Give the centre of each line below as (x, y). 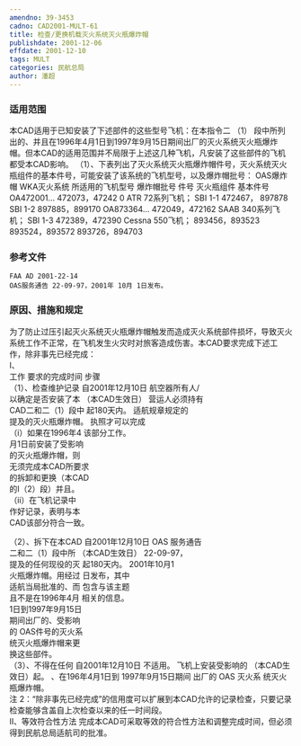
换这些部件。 (33, 653)
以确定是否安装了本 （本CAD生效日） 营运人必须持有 (106, 399)
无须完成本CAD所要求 (49, 466)
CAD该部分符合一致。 (49, 522)
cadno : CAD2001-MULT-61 (54, 26)
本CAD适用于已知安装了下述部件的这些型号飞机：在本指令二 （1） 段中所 (144, 130)
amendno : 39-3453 (42, 18)
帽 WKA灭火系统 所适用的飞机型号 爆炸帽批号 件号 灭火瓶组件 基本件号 (139, 187)
